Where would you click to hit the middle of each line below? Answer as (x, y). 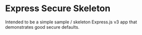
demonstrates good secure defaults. (42, 27)
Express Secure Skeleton (58, 9)
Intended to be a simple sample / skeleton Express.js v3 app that (71, 22)
